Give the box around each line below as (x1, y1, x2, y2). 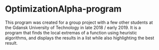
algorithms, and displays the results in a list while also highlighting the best (5, 35, 154, 41)
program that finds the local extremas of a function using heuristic (5, 30, 137, 35)
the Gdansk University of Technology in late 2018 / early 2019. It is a (5, 24, 141, 30)
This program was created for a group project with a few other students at (5, 19, 153, 25)
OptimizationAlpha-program (5, 3, 122, 15)
